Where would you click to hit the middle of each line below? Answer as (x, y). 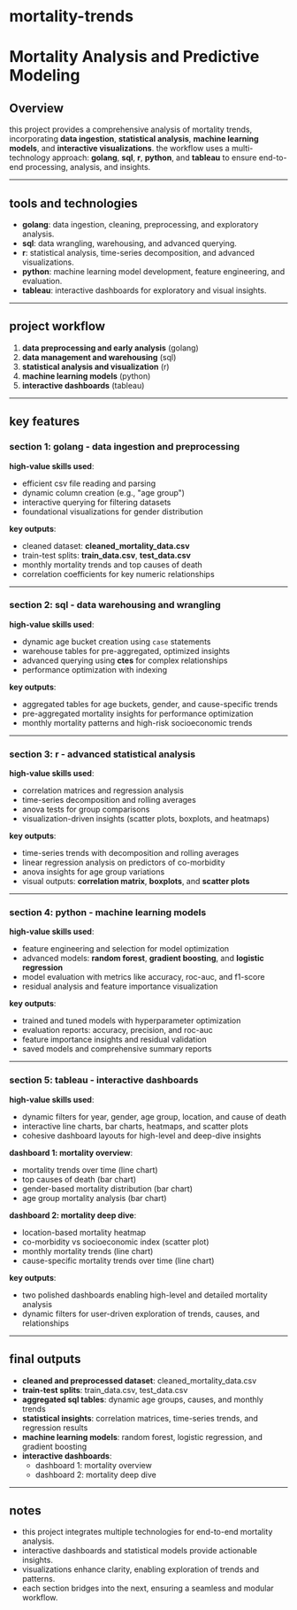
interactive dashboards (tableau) (83, 385)
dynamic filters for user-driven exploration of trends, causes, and (141, 1313)
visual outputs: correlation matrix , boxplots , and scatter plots (136, 882)
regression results (55, 1428)
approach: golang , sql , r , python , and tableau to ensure (154, 158)
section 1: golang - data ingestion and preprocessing (125, 447)
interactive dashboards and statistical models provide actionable (140, 1551)
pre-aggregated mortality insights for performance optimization (137, 713)
